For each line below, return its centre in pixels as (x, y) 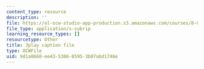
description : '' (27, 17)
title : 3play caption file (40, 46)
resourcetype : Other (32, 40)
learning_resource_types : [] (43, 34)
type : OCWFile (24, 51)
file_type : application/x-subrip (49, 28)
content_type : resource (36, 12)
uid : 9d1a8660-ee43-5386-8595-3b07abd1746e (62, 56)
